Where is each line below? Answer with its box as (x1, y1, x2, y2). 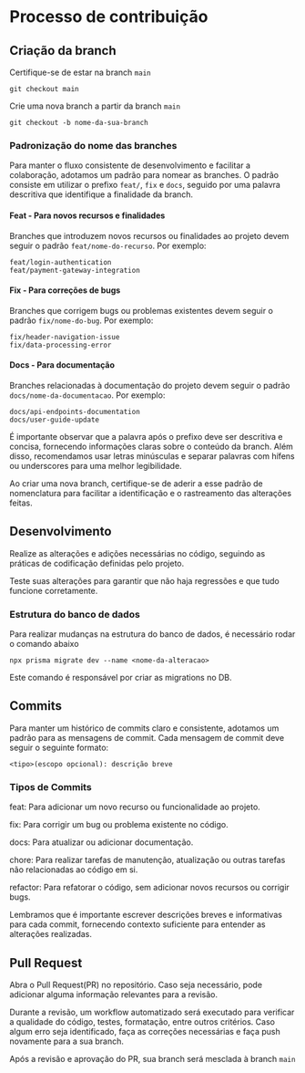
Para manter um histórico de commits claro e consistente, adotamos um (9, 723, 280, 734)
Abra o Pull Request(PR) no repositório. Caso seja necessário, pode (9, 979, 262, 990)
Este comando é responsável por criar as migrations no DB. (9, 672, 232, 683)
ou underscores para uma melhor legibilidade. (9, 460, 182, 471)
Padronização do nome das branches (9, 139, 178, 151)
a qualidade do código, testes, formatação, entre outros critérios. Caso (9, 1016, 276, 1027)
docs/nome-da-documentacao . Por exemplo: (9, 390, 166, 401)
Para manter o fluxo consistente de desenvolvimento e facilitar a (9, 160, 251, 171)
